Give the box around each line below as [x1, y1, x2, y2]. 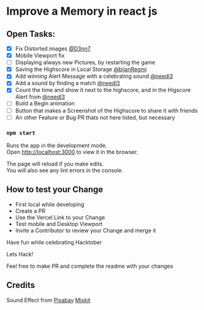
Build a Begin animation [15, 100, 75, 107]
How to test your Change [6, 184, 104, 195]
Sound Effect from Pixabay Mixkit [6, 296, 91, 304]
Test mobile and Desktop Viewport [15, 220, 103, 227]
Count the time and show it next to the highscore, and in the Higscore [15, 86, 191, 94]
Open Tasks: [6, 29, 56, 39]
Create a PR [15, 207, 46, 214]
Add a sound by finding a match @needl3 [15, 80, 121, 87]
